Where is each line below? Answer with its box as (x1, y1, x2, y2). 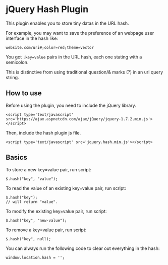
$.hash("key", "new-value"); (6, 218, 67, 223)
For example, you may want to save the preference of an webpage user (6, 30, 154, 36)
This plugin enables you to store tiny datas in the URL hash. (6, 20, 129, 26)
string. (6, 74, 19, 80)
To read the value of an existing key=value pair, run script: (6, 185, 127, 191)
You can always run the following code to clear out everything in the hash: (6, 245, 160, 251)
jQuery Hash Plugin (6, 4, 89, 15)
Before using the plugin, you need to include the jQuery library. (6, 102, 137, 108)
